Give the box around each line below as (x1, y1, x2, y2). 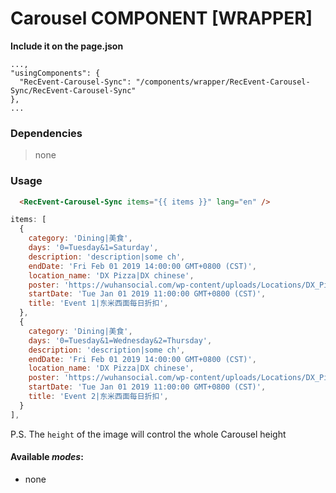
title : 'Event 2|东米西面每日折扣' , (28, 392, 169, 402)
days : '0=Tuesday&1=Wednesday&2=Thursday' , (28, 335, 213, 346)
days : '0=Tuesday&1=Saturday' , (28, 243, 159, 253)
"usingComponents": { (10, 68, 101, 78)
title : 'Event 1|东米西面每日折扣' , (28, 298, 169, 309)
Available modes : (10, 451, 84, 463)
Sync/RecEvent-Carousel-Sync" (10, 85, 137, 96)
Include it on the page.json (10, 40, 124, 52)
